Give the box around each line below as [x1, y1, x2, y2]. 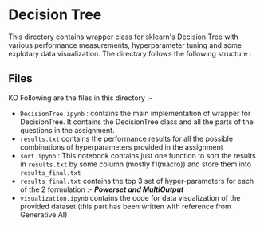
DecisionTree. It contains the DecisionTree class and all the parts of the [19, 117, 254, 127]
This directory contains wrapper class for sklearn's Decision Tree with [8, 32, 239, 41]
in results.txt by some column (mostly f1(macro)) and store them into [19, 159, 252, 169]
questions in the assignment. [19, 125, 115, 134]
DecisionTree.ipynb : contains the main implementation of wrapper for [19, 108, 251, 118]
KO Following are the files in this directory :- [8, 93, 153, 103]
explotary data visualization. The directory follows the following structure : [8, 49, 253, 58]
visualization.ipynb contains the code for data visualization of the [19, 193, 241, 202]
